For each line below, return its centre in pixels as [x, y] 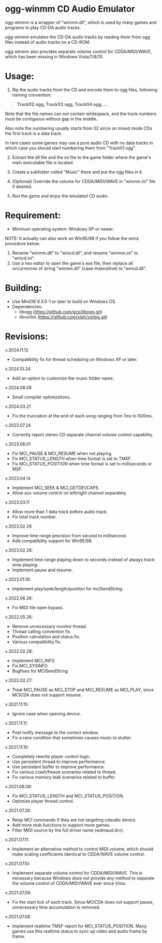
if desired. [22, 186]
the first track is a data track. [34, 133]
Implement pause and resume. [42, 570]
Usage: [20, 76]
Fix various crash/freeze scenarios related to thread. [64, 772]
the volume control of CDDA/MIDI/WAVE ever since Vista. [69, 883]
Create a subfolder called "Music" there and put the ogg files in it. [77, 172]
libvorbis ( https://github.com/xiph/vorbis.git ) [63, 317]
